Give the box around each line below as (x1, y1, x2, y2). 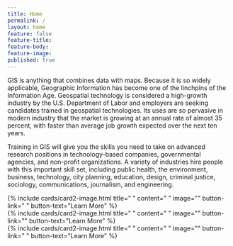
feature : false (7, 30, 52, 38)
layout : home (7, 23, 46, 30)
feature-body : (7, 43, 50, 50)
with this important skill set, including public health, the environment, (7, 164, 208, 174)
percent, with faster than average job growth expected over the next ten (7, 121, 217, 130)
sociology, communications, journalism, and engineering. (7, 180, 174, 189)
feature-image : (7, 50, 52, 57)
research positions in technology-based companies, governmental (7, 150, 201, 158)
